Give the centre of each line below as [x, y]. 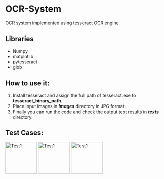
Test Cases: [25, 133]
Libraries [19, 39]
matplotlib [23, 56]
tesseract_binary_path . [37, 101]
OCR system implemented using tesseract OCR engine [62, 23]
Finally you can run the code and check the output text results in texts [86, 112]
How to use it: [27, 83]
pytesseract [25, 62]
